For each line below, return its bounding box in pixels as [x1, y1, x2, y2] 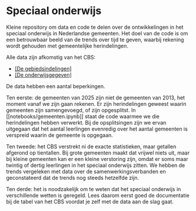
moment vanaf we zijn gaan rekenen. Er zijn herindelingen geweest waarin [6, 100, 187, 107]
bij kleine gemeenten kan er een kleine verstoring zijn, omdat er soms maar [6, 155, 188, 162]
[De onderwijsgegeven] [14, 71, 72, 78]
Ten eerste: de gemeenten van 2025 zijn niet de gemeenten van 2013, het [6, 94, 185, 101]
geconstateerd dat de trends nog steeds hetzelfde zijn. [6, 174, 139, 181]
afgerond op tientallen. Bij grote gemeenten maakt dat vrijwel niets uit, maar [6, 149, 190, 156]
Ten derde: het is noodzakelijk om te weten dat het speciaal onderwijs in [6, 185, 181, 192]
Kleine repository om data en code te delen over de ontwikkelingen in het [6, 24, 184, 31]
